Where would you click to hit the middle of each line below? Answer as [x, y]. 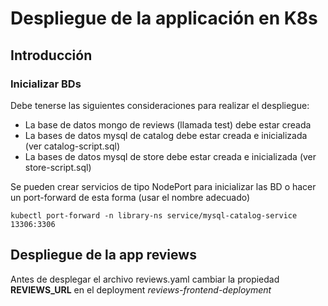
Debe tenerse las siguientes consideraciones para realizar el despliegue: [160, 105]
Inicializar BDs [46, 84]
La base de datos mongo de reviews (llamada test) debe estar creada [168, 124]
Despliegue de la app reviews [103, 255]
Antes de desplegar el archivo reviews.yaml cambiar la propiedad [145, 279]
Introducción [51, 55]
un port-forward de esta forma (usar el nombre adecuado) [130, 197]
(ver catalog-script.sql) [72, 146]
